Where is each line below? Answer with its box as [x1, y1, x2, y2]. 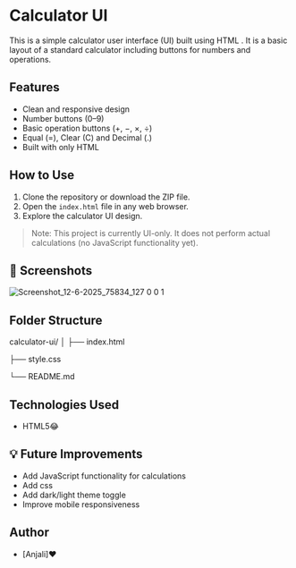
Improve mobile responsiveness [21, 498, 140, 510]
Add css [21, 479, 54, 490]
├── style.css [9, 354, 62, 365]
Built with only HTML [21, 141, 100, 152]
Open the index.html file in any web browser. [21, 200, 190, 211]
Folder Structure [9, 312, 103, 327]
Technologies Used [9, 397, 119, 412]
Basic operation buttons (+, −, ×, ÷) [21, 123, 153, 133]
